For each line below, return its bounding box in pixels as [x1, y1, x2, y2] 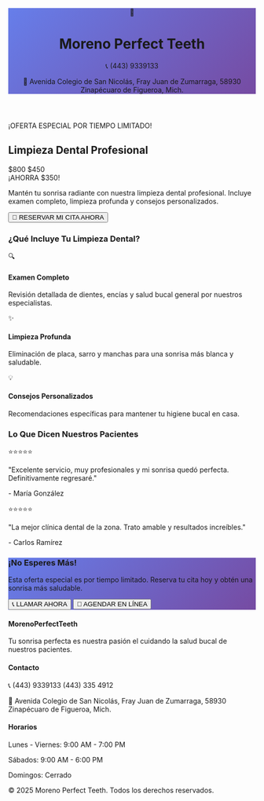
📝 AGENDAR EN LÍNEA [77, 600, 148, 609]
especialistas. [8, 298, 53, 308]
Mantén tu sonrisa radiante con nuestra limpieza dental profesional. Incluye [8, 188, 251, 197]
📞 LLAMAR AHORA [12, 600, 68, 609]
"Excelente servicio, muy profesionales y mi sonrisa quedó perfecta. [8, 465, 229, 474]
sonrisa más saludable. [8, 583, 83, 593]
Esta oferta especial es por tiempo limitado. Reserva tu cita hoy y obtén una [8, 575, 253, 584]
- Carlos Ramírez [8, 537, 63, 547]
